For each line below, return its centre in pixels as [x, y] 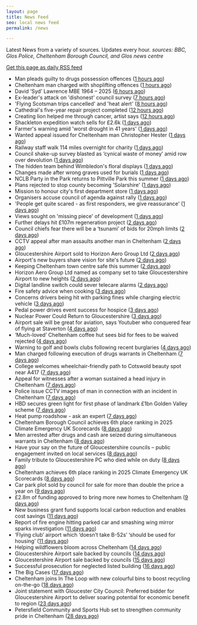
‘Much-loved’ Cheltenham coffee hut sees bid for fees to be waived [96, 335]
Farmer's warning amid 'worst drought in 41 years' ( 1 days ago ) [91, 129]
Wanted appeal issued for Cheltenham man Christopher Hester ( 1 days [100, 135]
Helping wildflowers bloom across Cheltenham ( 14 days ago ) [88, 547]
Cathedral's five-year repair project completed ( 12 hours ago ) [89, 110]
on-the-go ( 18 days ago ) [44, 585]
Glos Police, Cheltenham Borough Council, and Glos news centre [85, 56]
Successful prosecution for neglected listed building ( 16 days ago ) [95, 566]
